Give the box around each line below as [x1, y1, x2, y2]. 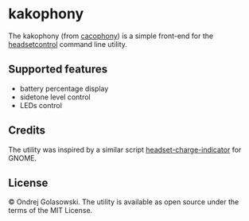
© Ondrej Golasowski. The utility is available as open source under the [8, 197, 239, 207]
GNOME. [8, 153, 37, 163]
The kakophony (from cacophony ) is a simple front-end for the [8, 31, 213, 41]
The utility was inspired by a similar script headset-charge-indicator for [8, 145, 242, 154]
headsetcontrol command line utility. [8, 39, 127, 48]
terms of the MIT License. [8, 206, 93, 215]
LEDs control [19, 100, 62, 110]
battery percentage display [19, 83, 109, 93]
